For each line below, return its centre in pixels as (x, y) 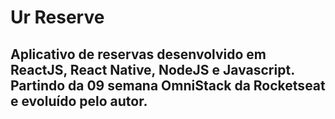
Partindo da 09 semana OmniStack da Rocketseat (168, 85)
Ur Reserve (57, 17)
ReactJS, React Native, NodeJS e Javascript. (152, 69)
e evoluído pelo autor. (79, 101)
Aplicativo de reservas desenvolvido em (138, 54)
